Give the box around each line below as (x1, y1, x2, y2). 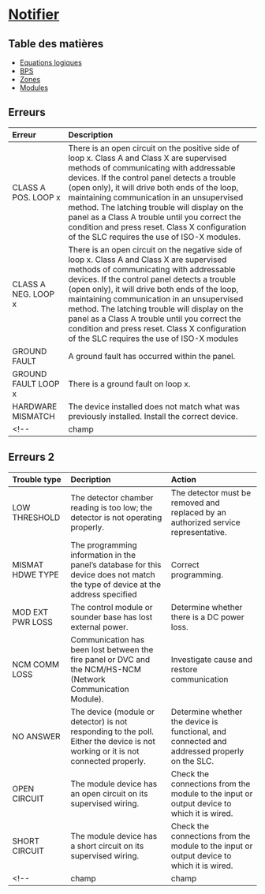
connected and (170, 735, 227, 746)
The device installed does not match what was (68, 401, 241, 412)
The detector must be (170, 487, 251, 498)
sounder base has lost (70, 612, 153, 623)
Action (170, 473, 197, 484)
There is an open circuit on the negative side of (68, 244, 243, 255)
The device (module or (70, 706, 155, 717)
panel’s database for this (70, 559, 162, 570)
